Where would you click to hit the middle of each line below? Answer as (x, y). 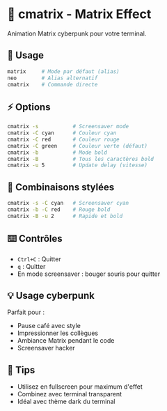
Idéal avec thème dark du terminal (66, 402)
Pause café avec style (49, 326)
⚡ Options (29, 107)
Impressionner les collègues (58, 333)
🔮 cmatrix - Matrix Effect (79, 14)
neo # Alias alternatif (53, 78)
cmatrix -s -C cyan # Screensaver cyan (68, 203)
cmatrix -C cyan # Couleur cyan (62, 133)
